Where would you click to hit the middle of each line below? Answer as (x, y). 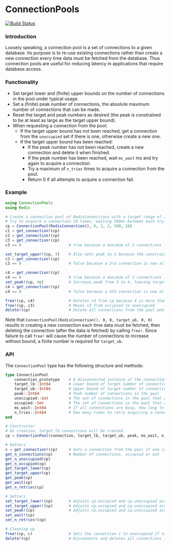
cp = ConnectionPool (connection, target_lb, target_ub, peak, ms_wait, (82, 436)
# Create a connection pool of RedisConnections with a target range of (83, 217)
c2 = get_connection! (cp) (32, 236)
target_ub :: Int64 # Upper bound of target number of (79, 389)
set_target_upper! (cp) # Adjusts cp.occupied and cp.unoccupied (81, 506)
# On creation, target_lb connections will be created (64, 431)
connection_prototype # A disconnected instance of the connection (90, 379)
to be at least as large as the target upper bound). (64, 120)
